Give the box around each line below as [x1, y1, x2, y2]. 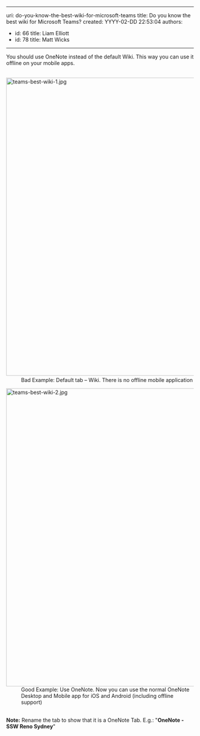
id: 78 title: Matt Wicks [14, 36, 70, 43]
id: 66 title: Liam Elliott [14, 30, 70, 36]
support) [21, 698, 43, 706]
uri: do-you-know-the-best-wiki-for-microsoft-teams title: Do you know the [6, 12, 191, 18]
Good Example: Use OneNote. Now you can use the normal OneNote [21, 686, 190, 693]
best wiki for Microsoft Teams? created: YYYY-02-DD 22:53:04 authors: [6, 18, 183, 25]
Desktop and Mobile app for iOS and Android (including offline [21, 692, 174, 699]
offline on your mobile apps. [6, 60, 75, 66]
